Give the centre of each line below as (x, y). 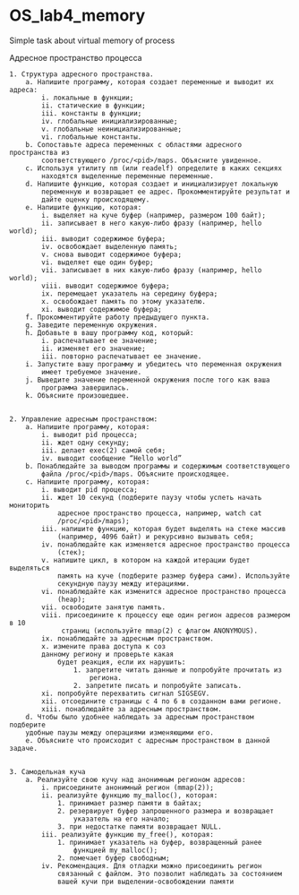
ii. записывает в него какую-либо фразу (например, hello (152, 223)
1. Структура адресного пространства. (81, 74)
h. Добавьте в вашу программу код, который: (110, 332)
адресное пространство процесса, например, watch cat (159, 513)
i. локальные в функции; (88, 98)
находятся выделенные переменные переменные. (128, 176)
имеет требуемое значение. (92, 372)
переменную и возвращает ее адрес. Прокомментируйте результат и (166, 192)
